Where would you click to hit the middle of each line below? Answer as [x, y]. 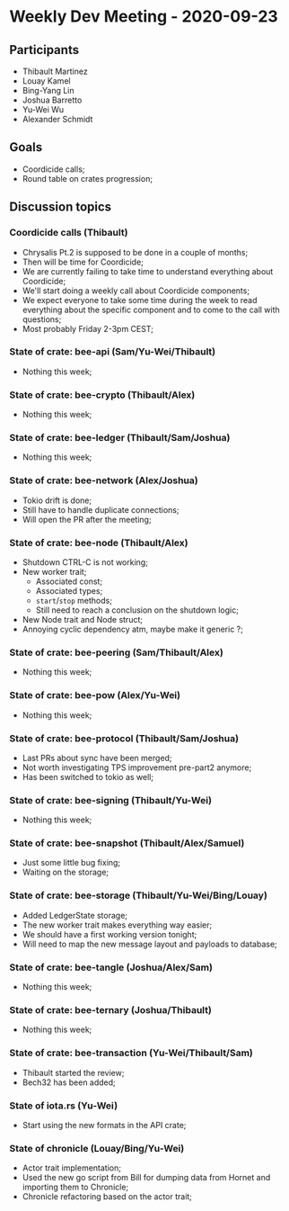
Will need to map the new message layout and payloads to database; [150, 944]
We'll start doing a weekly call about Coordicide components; [136, 291]
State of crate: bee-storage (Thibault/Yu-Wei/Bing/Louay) [138, 895]
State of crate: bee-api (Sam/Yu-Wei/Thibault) [113, 352]
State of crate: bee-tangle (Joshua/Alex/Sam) [111, 967]
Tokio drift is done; [57, 500]
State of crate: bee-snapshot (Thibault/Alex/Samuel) [127, 843]
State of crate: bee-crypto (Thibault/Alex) [102, 395]
